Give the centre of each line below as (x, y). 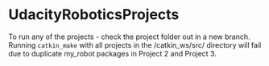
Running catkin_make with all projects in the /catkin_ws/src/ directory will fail (135, 45)
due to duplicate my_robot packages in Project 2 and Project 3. (113, 53)
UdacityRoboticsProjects (94, 15)
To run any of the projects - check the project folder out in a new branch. (129, 37)
